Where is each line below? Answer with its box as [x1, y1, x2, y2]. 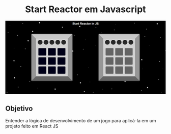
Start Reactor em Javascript [25, 4, 146, 15]
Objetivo [5, 104, 33, 113]
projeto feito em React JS [5, 123, 59, 129]
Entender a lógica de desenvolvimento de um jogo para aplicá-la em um [5, 118, 156, 124]
